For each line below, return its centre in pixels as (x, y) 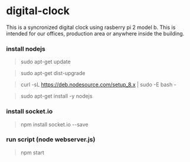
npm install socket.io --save (54, 124)
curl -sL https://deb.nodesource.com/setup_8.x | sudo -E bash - (99, 85)
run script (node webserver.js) (51, 140)
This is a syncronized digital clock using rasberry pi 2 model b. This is (91, 27)
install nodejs (26, 48)
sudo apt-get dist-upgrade (53, 73)
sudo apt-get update (45, 62)
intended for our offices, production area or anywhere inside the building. (95, 33)
